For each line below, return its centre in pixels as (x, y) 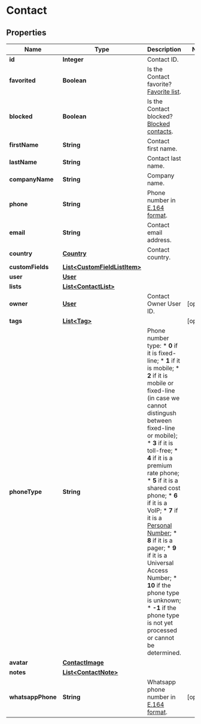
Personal (159, 525)
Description (164, 49)
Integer (73, 59)
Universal (160, 563)
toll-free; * (162, 450)
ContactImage (83, 663)
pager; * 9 (162, 548)
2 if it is (157, 375)
